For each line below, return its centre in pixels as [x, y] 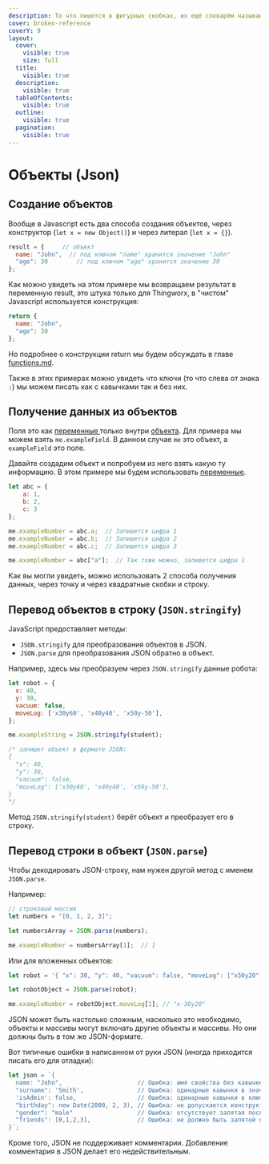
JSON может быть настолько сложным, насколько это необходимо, [125, 1020]
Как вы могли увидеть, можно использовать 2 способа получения [122, 576]
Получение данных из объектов [93, 412]
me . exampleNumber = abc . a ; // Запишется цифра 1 [93, 531]
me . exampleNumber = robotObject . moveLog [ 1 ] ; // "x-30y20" [107, 1004]
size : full [41, 61]
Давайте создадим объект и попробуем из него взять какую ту [117, 464]
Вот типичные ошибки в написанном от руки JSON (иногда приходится [130, 1052]
